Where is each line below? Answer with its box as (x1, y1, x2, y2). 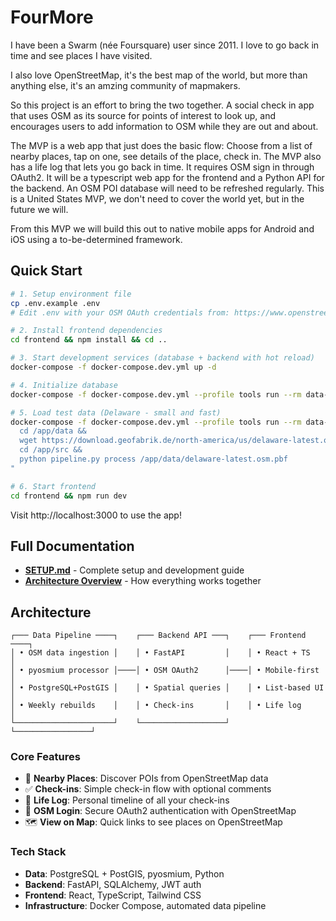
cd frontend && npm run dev (10, 491, 128, 501)
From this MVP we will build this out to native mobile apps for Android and (10, 222, 315, 235)
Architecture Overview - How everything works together (24, 575, 262, 587)
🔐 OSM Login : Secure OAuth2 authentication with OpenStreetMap (24, 805, 297, 817)
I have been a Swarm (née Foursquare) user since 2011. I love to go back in (10, 39, 320, 51)
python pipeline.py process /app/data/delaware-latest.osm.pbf (19, 454, 288, 464)
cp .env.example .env (10, 298, 101, 308)
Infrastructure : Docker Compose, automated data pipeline (24, 899, 267, 911)
